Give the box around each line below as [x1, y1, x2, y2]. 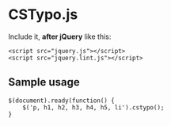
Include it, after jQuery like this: [8, 32, 112, 41]
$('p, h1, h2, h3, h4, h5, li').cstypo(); [22, 103, 165, 112]
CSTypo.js [8, 6, 78, 24]
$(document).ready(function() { [8, 97, 115, 105]
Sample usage [8, 75, 81, 89]
